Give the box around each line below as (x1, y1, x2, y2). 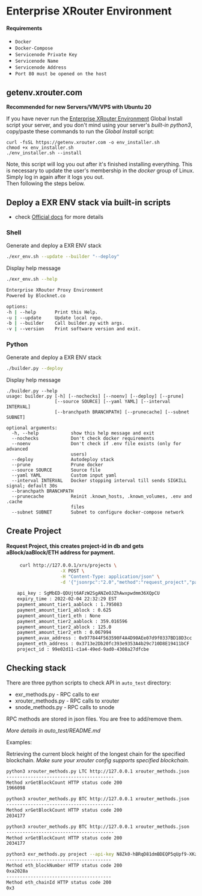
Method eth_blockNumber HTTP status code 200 (6, 863, 122, 869)
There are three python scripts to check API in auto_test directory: (6, 679, 171, 686)
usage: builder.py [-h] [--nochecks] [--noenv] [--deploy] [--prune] (6, 393, 185, 399)
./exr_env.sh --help (6, 276, 58, 283)
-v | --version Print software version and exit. (6, 326, 141, 332)
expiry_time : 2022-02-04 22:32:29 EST (17, 596, 117, 602)
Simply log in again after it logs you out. (6, 174, 104, 181)
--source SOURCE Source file (11, 467, 101, 474)
